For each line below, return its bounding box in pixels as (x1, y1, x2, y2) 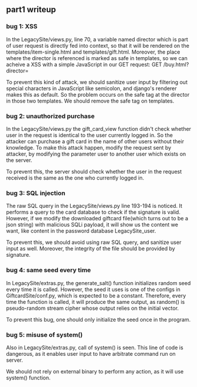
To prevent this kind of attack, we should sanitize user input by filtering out (6, 78, 188, 85)
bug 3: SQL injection (6, 188, 66, 197)
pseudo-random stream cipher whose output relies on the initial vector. (6, 305, 179, 312)
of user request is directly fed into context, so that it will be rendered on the (6, 42, 190, 49)
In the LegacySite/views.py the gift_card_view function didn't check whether (6, 125, 192, 132)
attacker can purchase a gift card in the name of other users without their (6, 138, 185, 145)
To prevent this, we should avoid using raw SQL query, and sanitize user (6, 239, 182, 246)
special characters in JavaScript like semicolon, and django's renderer (6, 85, 177, 92)
